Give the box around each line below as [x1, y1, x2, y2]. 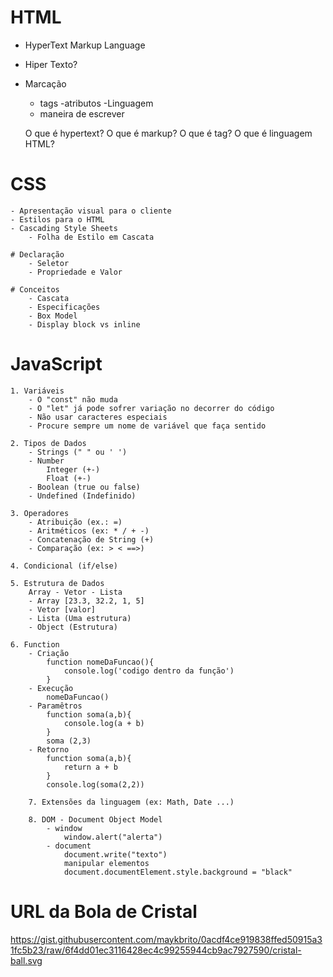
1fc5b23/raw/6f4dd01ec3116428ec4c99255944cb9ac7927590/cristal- [10, 944, 302, 956]
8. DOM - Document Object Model [28, 814, 163, 825]
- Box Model [28, 311, 78, 321]
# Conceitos [10, 284, 60, 295]
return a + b [63, 762, 118, 772]
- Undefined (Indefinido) [28, 491, 137, 501]
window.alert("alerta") [63, 832, 163, 842]
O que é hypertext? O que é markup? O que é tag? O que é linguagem [24, 127, 313, 139]
